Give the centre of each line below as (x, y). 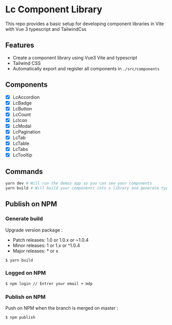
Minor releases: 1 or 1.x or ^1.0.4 (46, 245)
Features (20, 45)
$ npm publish (20, 317)
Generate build (24, 219)
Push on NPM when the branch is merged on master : (62, 308)
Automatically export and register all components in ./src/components (86, 68)
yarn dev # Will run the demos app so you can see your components (79, 183)
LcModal (22, 126)
